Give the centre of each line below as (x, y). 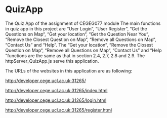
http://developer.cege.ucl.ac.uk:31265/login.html (56, 100)
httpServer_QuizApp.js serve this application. (52, 61)
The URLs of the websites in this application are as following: (69, 71)
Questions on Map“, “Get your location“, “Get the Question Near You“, (77, 34)
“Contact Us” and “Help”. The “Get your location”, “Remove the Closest (79, 45)
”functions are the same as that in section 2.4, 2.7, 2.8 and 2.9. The (75, 55)
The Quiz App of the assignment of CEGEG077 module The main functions (83, 23)
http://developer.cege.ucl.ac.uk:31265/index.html (56, 90)
